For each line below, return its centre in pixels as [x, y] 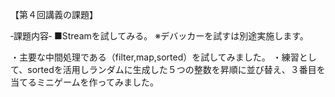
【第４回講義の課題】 [54, 14]
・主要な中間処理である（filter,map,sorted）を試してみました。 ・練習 [155, 57]
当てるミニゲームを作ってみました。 [84, 82]
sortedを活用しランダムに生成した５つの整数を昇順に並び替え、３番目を [176, 69]
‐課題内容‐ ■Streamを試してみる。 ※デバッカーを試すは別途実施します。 [159, 36]
